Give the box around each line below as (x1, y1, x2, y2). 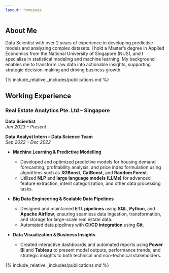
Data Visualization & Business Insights (12, 232, 95, 238)
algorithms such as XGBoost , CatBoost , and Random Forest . (20, 170, 148, 176)
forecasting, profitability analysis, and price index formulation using (20, 164, 161, 171)
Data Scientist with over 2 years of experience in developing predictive (5, 40, 153, 46)
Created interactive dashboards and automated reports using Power (20, 241, 163, 248)
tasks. (20, 186, 33, 192)
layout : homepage (5, 7, 42, 13)
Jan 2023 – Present (5, 124, 47, 130)
